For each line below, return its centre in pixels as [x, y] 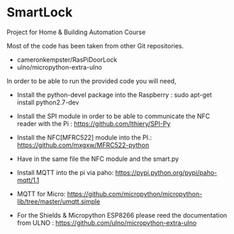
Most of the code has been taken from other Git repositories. [95, 46]
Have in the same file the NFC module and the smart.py [98, 159]
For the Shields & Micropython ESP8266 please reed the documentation [122, 215]
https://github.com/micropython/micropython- [135, 193]
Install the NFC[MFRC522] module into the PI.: [84, 137]
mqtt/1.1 [28, 180]
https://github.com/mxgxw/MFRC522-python [83, 145]
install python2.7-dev [48, 102]
